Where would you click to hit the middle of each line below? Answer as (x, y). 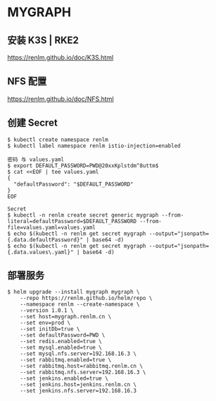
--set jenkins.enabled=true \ (64, 378)
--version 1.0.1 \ (47, 311)
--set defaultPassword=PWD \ (63, 335)
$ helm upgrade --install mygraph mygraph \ (74, 292)
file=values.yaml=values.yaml (52, 227)
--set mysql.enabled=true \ (61, 348)
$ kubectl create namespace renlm (58, 139)
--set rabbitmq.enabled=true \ (66, 360)
